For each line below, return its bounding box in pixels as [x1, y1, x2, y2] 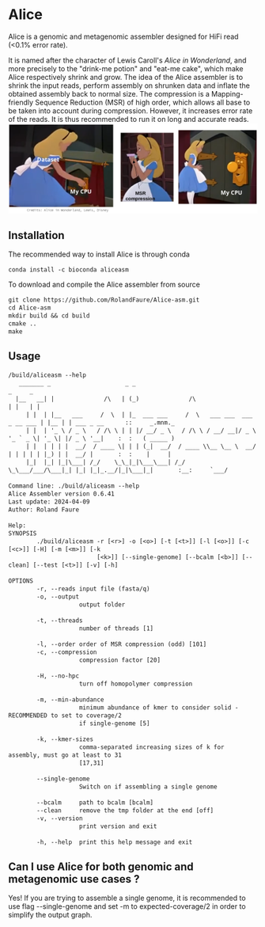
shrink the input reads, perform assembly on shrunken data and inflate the [8, 81, 251, 90]
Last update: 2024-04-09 [8, 498, 90, 506]
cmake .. [8, 320, 37, 328]
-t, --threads [36, 617, 83, 625]
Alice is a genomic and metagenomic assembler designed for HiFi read [8, 32, 239, 41]
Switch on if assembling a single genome [78, 783, 218, 791]
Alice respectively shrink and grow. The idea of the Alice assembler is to [8, 72, 244, 82]
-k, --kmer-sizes [36, 735, 93, 743]
